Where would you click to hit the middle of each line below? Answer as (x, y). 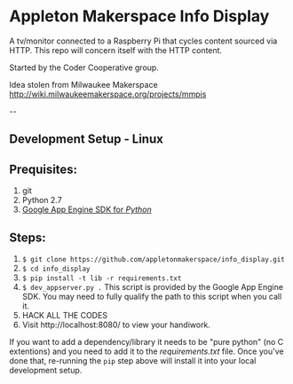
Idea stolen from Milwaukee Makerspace (83, 84)
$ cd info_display (56, 269)
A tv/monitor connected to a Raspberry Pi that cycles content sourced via (143, 41)
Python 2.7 (42, 200)
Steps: (28, 237)
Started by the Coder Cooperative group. (84, 67)
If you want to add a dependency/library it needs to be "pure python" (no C (146, 341)
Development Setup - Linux (87, 139)
